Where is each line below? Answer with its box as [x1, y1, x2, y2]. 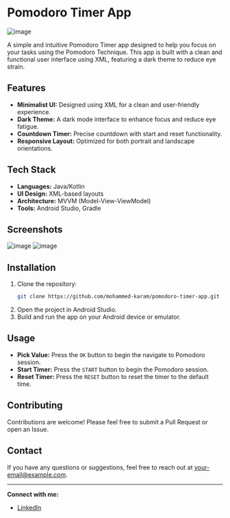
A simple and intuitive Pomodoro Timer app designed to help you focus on [7, 40, 216, 49]
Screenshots [7, 224, 63, 235]
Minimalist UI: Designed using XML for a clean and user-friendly [16, 101, 200, 109]
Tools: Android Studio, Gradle [16, 204, 101, 212]
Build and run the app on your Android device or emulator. [16, 313, 181, 321]
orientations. [16, 144, 53, 152]
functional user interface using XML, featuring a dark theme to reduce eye [7, 55, 216, 63]
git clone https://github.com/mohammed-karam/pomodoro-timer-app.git [16, 293, 220, 300]
